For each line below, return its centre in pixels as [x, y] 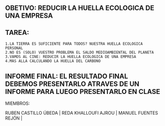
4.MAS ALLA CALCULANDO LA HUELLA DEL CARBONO [53, 61]
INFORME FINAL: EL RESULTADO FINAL [67, 76]
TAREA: [17, 32]
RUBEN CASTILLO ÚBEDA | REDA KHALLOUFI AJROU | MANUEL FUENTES [82, 113]
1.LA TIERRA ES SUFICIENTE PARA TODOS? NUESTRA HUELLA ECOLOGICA [74, 44]
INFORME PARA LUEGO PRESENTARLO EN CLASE [83, 91]
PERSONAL [14, 48]
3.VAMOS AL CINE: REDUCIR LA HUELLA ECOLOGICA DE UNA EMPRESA [71, 57]
